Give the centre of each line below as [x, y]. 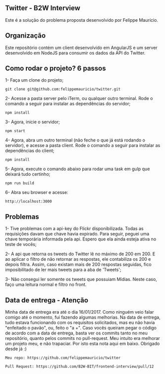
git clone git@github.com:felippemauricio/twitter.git [63, 89]
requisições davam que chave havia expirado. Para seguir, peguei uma [77, 234]
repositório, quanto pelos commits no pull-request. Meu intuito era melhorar [82, 338]
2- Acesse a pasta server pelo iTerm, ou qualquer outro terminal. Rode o [79, 98]
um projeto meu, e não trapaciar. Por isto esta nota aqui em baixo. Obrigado [82, 344]
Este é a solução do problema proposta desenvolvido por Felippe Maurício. [82, 20]
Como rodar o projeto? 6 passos [56, 69]
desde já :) [16, 349]
